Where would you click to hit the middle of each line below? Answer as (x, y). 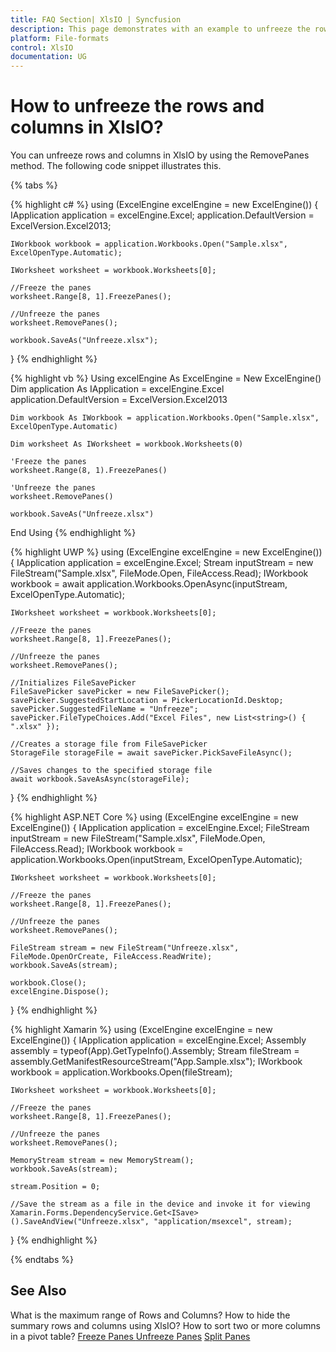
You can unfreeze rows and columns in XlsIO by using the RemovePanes (160, 155)
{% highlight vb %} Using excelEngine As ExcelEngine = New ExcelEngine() (166, 378)
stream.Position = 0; (55, 1187)
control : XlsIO (42, 47)
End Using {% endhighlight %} (73, 533)
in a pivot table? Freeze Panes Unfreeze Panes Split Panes (130, 1336)
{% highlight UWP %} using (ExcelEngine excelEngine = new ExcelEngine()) (166, 552)
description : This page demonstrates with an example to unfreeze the (160, 29)
